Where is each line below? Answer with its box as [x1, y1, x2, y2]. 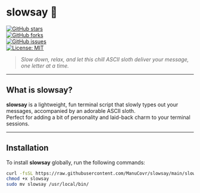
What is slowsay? [6, 85, 73, 95]
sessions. [6, 120, 30, 127]
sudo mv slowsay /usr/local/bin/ [6, 182, 89, 188]
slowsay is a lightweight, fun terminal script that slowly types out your [6, 101, 179, 108]
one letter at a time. [20, 62, 70, 69]
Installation [6, 143, 49, 153]
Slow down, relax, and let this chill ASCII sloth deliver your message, [20, 56, 189, 63]
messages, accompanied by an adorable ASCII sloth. [6, 107, 136, 114]
